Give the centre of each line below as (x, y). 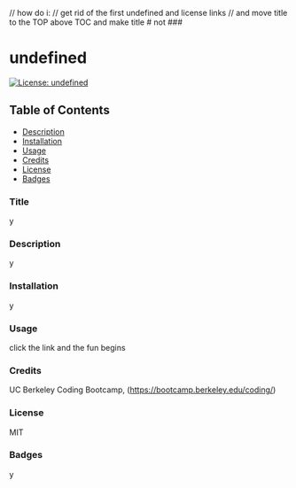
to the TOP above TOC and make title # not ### (96, 22)
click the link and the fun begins (67, 347)
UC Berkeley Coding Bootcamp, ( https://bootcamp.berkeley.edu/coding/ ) (143, 390)
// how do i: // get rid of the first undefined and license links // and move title (148, 13)
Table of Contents (60, 110)
